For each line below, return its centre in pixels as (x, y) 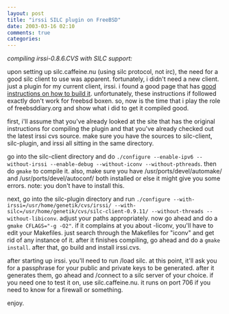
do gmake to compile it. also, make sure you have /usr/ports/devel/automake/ (114, 171)
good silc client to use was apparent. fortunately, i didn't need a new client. (113, 79)
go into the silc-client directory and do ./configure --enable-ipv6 (100, 157)
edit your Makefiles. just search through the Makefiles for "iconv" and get (111, 233)
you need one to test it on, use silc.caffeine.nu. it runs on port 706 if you (109, 282)
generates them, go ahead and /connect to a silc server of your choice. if (110, 276)
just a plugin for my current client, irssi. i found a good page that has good (112, 86)
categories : (24, 39)
